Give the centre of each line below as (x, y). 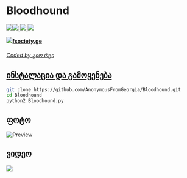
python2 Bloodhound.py (35, 101)
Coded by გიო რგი (30, 55)
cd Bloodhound (24, 95)
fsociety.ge (27, 41)
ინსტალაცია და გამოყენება (59, 76)
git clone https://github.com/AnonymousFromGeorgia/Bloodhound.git (94, 89)
